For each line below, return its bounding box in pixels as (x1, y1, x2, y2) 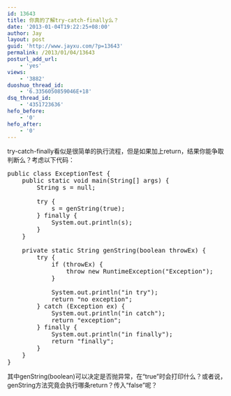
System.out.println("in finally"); (51, 330, 173, 339)
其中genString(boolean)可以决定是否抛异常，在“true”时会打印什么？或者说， (7, 372, 227, 381)
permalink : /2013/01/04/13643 (7, 50, 96, 57)
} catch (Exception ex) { (36, 302, 126, 311)
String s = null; (36, 184, 96, 192)
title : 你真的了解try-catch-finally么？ (7, 17, 119, 24)
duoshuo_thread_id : (7, 82, 64, 89)
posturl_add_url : (7, 56, 58, 63)
